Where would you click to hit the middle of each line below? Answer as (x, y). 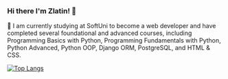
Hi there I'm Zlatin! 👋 (42, 11)
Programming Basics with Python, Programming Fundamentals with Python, (114, 41)
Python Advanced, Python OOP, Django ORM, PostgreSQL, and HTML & (109, 48)
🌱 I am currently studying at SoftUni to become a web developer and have (112, 26)
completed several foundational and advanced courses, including (100, 33)
